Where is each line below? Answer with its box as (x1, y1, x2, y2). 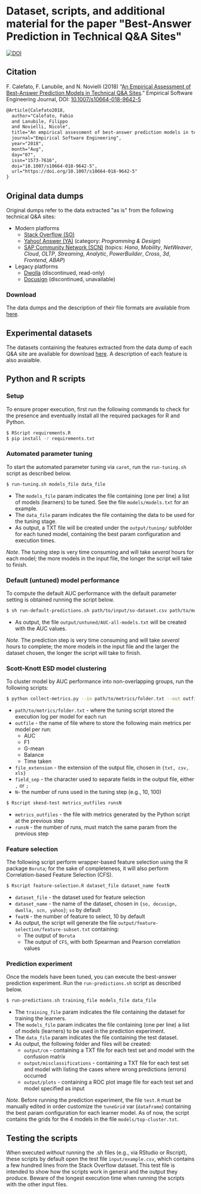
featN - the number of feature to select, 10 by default (14, 913, 145, 920)
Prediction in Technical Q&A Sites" (6, 30, 182, 43)
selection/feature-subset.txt (14, 927, 91, 933)
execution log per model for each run (14, 713, 106, 720)
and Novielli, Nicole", (11, 124, 71, 130)
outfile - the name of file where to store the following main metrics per (14, 720, 191, 726)
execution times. (14, 537, 56, 544)
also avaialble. (6, 357, 42, 364)
